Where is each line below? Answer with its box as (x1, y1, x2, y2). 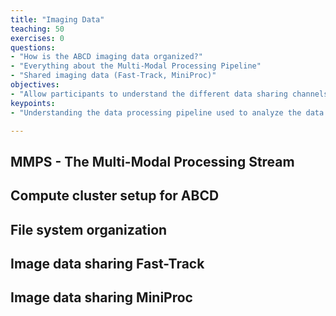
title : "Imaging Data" (10, 14, 105, 25)
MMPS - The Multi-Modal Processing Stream (10, 153, 295, 170)
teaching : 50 (10, 24, 65, 34)
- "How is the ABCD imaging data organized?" (10, 52, 203, 62)
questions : (10, 42, 56, 53)
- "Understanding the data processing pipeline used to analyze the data (10, 107, 325, 118)
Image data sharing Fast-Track (10, 255, 205, 272)
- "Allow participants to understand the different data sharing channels (10, 89, 329, 99)
